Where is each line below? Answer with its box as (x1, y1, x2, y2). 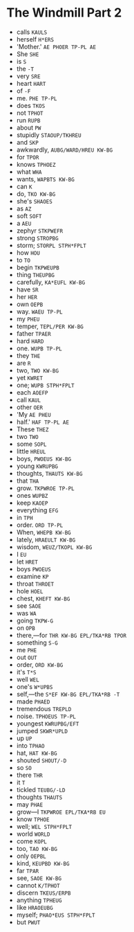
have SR (16, 285, 39, 294)
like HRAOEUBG (16, 903, 53, 911)
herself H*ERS (16, 35, 55, 43)
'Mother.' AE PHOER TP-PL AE (16, 42, 97, 51)
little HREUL (16, 447, 46, 455)
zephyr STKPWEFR (16, 226, 64, 235)
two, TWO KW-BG (16, 366, 59, 375)
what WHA (16, 168, 42, 176)
